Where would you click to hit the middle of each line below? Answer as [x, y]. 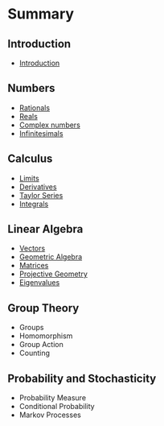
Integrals [34, 204]
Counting [34, 353]
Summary [41, 14]
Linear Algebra [45, 229]
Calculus [30, 159]
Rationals [34, 108]
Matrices [34, 266]
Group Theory [43, 308]
